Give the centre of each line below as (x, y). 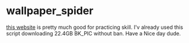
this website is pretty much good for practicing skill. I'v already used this (95, 27)
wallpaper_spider (50, 11)
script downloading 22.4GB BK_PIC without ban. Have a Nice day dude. (94, 33)
